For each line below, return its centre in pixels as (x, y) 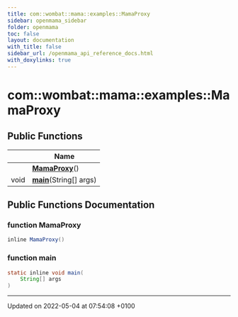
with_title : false (34, 47)
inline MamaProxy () (36, 240)
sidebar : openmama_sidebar (47, 21)
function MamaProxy (44, 226)
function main (32, 258)
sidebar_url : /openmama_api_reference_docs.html (80, 54)
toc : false (23, 34)
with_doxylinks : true (39, 60)
